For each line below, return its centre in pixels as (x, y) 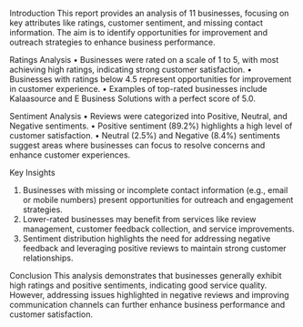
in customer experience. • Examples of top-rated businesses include (138, 89)
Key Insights (33, 173)
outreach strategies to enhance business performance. (112, 42)
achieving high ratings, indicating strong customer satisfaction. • (131, 69)
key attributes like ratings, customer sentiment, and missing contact (136, 23)
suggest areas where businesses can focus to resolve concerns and (137, 145)
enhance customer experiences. (70, 155)
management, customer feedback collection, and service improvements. (158, 229)
